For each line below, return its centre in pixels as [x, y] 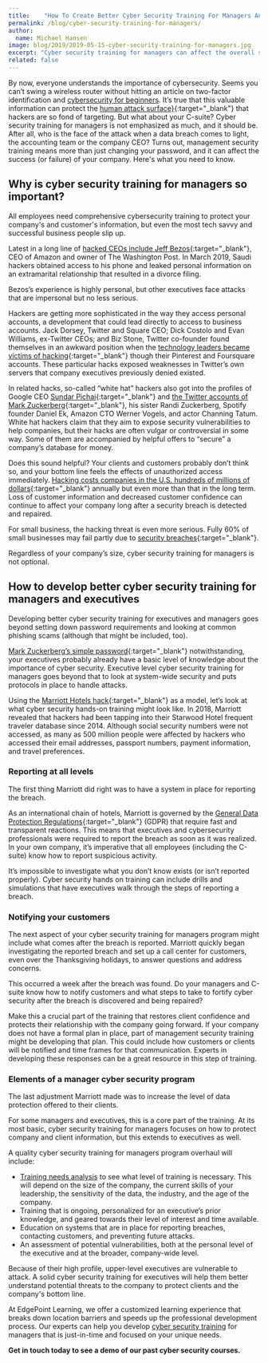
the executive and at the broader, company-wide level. [109, 1253]
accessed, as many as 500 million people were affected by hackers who [127, 734]
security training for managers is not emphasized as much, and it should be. [133, 125]
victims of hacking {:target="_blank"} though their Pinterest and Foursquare [132, 355]
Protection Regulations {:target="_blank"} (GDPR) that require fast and [123, 821]
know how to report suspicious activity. [93, 855]
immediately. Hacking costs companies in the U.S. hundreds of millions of [129, 480]
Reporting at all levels [51, 772]
